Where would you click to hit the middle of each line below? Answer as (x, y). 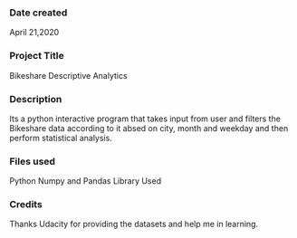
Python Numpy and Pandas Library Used (85, 181)
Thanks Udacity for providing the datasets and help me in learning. (134, 224)
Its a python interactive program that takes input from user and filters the (145, 119)
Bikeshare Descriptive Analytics (69, 75)
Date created (38, 13)
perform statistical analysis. (61, 138)
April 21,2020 (34, 33)
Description (36, 99)
